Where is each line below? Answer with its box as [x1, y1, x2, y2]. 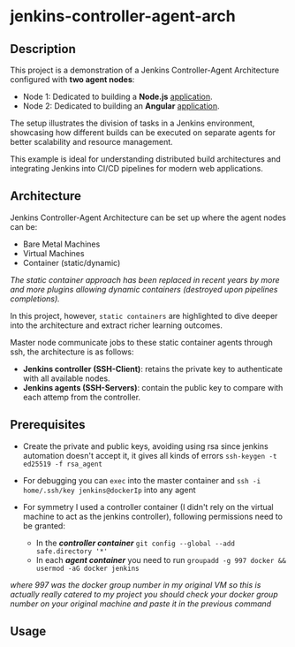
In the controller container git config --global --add [35, 537, 235, 548]
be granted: [22, 520, 65, 531]
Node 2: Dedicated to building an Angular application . [22, 101, 220, 111]
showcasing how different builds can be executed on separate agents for [10, 127, 276, 138]
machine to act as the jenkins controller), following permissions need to [22, 511, 284, 521]
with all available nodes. [22, 373, 110, 384]
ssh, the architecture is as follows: [10, 346, 135, 357]
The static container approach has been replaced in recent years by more [10, 274, 281, 285]
